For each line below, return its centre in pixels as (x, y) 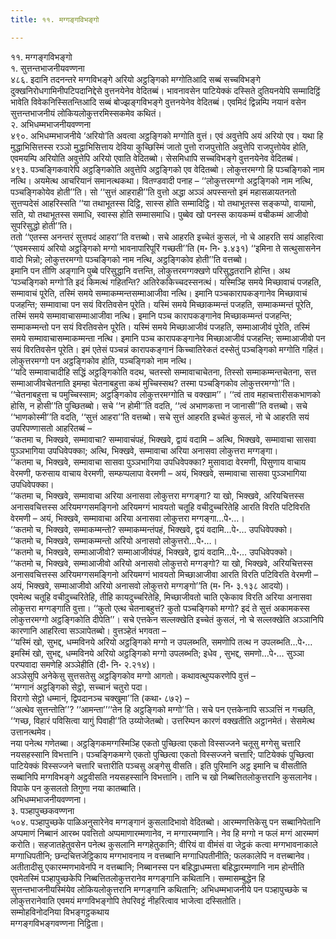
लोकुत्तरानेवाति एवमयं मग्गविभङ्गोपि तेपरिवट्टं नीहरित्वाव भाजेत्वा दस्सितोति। (126, 900)
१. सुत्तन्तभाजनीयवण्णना (47, 68)
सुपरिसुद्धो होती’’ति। (41, 225)
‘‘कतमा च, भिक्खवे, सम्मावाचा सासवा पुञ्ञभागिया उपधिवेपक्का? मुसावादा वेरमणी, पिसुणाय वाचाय (158, 462)
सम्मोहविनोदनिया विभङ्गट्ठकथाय (60, 912)
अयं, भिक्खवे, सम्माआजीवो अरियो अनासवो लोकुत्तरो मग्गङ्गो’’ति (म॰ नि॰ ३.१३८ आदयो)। (150, 585)
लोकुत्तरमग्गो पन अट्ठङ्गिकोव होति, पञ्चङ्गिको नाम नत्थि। (101, 360)
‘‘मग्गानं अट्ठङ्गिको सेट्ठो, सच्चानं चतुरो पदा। (79, 687)
